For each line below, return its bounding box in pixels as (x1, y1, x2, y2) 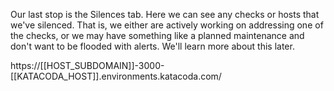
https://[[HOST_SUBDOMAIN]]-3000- (10, 60, 165, 71)
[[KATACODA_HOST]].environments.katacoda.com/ (10, 70, 222, 82)
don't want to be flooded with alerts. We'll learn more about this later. (10, 40, 295, 52)
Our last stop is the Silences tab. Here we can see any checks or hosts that (10, 9, 320, 20)
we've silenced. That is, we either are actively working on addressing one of (10, 19, 324, 31)
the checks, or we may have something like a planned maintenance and (10, 30, 305, 41)
